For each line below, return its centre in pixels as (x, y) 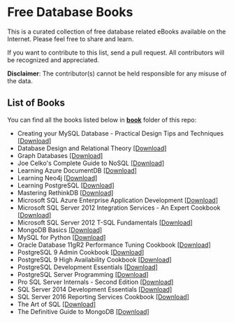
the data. (20, 80)
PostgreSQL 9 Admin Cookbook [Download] (81, 252)
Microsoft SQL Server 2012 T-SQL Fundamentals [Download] (105, 222)
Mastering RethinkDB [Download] (65, 192)
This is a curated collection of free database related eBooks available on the (117, 31)
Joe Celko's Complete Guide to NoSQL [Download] (91, 163)
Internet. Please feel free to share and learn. (71, 38)
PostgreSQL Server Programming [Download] (83, 274)
